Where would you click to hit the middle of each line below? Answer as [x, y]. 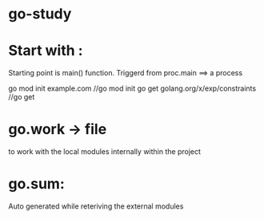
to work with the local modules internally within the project [105, 152]
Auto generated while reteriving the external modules [96, 206]
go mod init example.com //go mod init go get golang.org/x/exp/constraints [132, 88]
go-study [40, 14]
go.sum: [37, 184]
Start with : [46, 51]
